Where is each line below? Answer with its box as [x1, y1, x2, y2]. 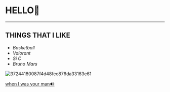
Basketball [12, 44, 35, 50]
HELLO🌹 [5, 5, 40, 16]
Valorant [12, 50, 31, 56]
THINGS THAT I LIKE [5, 31, 71, 40]
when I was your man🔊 [5, 81, 55, 87]
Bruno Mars [12, 60, 38, 67]
